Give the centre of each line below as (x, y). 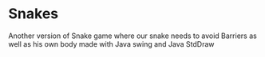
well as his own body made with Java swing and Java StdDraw (111, 44)
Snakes (33, 14)
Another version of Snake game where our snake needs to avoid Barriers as (132, 36)
